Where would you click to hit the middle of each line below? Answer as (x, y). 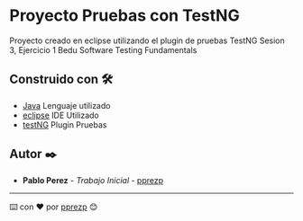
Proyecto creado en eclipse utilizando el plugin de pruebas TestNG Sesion (147, 40)
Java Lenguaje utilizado (66, 105)
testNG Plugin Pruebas (64, 124)
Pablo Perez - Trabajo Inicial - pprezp (93, 180)
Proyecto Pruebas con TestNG (125, 16)
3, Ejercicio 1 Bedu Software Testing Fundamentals (103, 49)
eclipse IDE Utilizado (60, 115)
